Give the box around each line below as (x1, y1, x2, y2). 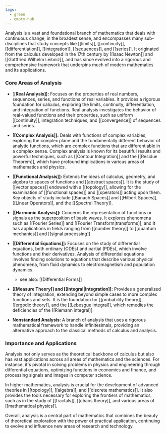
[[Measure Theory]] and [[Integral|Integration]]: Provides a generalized (12, 286, 161, 292)
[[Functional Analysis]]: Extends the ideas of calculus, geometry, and (12, 174, 156, 179)
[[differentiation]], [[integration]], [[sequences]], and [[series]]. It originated (5, 46, 159, 52)
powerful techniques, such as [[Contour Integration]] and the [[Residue (12, 153, 158, 159)
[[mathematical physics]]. (5, 403, 57, 409)
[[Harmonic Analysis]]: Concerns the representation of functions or (12, 209, 152, 215)
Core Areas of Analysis (5, 80, 62, 87)
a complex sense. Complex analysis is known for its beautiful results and (12, 148, 161, 154)
